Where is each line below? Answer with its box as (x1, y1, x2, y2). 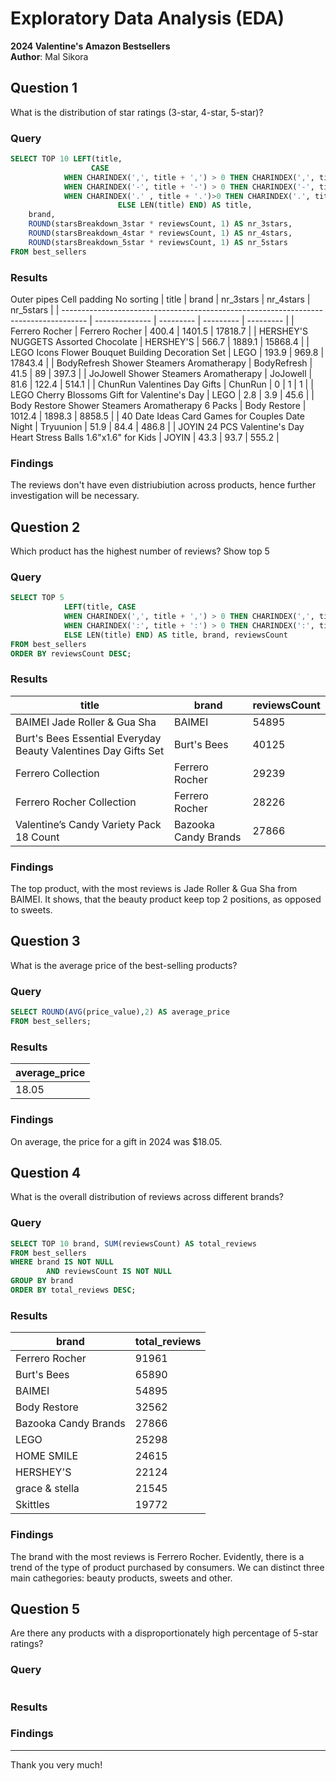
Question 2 (10, 518, 81, 536)
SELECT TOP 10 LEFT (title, (10, 154, 123, 164)
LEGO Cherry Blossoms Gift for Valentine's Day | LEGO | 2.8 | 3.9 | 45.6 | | (10, 388, 315, 401)
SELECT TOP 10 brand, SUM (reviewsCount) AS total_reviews (10, 1238, 257, 1249)
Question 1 (10, 80, 78, 97)
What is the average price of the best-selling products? (10, 959, 238, 971)
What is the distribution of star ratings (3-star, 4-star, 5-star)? (10, 106, 264, 118)
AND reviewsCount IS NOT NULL (46, 1267, 172, 1277)
